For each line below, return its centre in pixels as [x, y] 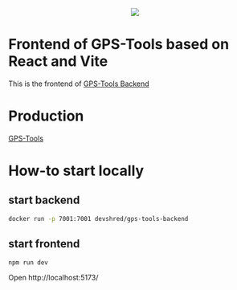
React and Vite [58, 61]
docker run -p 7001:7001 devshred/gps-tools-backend [98, 219]
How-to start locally [76, 171]
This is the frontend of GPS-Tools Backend [79, 84]
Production [46, 116]
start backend [44, 200]
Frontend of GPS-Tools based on [119, 45]
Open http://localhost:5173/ [53, 278]
